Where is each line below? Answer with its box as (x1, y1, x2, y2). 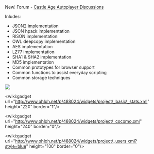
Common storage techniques (12, 75, 70, 80)
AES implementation (12, 44, 53, 49)
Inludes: (5, 14, 21, 19)
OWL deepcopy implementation (12, 38, 76, 44)
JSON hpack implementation (12, 28, 70, 34)
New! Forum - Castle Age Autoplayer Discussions (5, 4, 104, 10)
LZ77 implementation (12, 49, 55, 55)
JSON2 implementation (12, 23, 59, 29)
